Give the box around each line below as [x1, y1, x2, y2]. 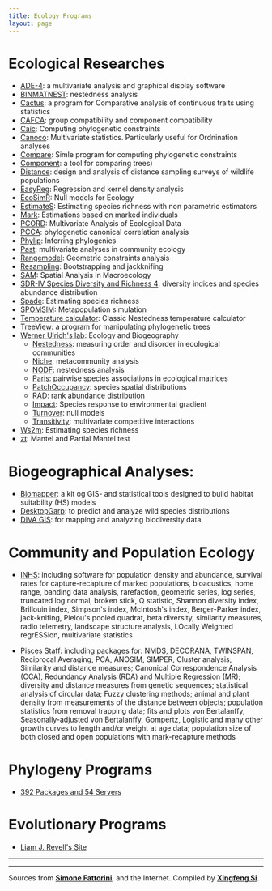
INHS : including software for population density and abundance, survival [19, 570, 263, 580]
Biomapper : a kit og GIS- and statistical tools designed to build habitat [19, 489, 253, 499]
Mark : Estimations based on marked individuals [19, 210, 178, 220]
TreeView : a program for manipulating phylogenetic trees [19, 322, 210, 332]
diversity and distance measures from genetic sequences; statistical [19, 680, 249, 690]
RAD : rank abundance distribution [32, 390, 146, 401]
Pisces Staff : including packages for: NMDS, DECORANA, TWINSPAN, [19, 646, 253, 656]
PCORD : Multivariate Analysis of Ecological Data [19, 219, 182, 228]
